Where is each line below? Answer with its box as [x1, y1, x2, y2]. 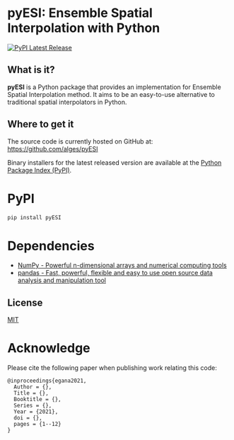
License [7, 296, 43, 308]
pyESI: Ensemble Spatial [7, 5, 153, 21]
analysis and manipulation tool [17, 276, 106, 284]
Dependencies [7, 238, 95, 254]
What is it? [7, 64, 55, 76]
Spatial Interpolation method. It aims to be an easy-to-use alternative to [7, 90, 216, 98]
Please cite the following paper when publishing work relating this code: [7, 364, 217, 372]
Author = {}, [13, 383, 52, 390]
